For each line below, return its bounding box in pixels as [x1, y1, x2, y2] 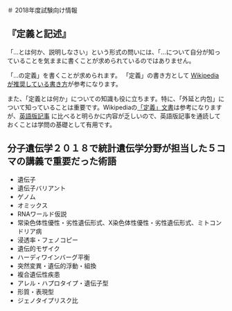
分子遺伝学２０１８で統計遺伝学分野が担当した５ [7, 142, 217, 154]
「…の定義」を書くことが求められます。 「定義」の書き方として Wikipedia [7, 71, 220, 79]
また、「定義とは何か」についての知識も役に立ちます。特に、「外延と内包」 [7, 94, 219, 102]
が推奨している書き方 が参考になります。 [7, 79, 123, 88]
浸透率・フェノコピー [17, 236, 78, 244]
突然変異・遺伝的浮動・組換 [17, 261, 97, 270]
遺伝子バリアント [17, 184, 66, 192]
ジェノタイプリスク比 [17, 296, 78, 304]
